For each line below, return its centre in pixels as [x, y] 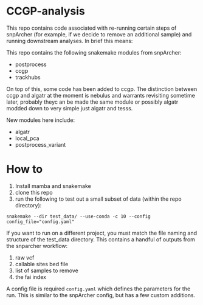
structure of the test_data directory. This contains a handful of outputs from [101, 239]
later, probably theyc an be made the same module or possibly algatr [92, 102]
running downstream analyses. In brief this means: [70, 41]
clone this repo [34, 192]
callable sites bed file [42, 264]
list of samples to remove [47, 270]
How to [25, 169]
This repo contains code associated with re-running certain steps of [91, 28]
